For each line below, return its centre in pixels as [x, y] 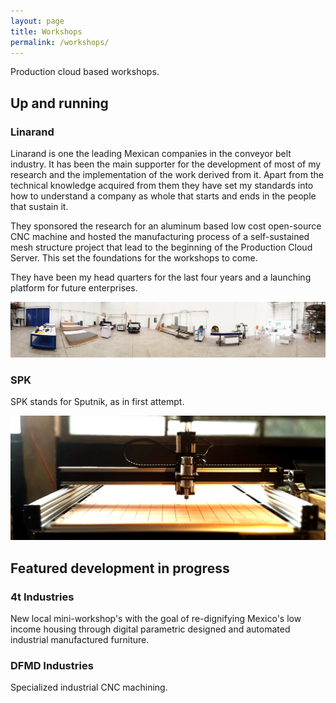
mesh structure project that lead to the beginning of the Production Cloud [161, 247]
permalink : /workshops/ [60, 42]
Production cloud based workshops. [85, 72]
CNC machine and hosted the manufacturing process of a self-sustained [160, 237]
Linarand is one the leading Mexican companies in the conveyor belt [151, 154]
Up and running [59, 103]
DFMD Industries [52, 665]
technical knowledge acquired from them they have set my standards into [162, 186]
